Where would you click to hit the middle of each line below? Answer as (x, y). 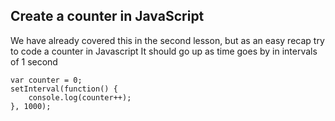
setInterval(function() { (64, 89)
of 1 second (34, 61)
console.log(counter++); (80, 97)
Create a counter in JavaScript (107, 16)
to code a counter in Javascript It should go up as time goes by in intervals (164, 51)
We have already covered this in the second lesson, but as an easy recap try (167, 40)
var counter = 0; (46, 80)
